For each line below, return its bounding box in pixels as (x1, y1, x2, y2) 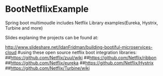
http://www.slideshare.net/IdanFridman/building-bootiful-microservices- (5, 44, 153, 50)
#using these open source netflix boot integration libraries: (17, 49, 137, 55)
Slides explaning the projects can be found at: (5, 35, 99, 40)
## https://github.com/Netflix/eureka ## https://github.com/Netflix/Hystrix (5, 60, 154, 66)
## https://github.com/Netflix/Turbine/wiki (5, 65, 90, 71)
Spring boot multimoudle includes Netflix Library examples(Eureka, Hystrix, (5, 20, 158, 26)
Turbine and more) (5, 25, 43, 31)
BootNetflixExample (5, 3, 89, 15)
